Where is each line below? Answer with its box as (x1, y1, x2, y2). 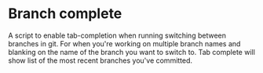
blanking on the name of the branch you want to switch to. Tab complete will (8, 47, 255, 57)
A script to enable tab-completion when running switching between (8, 31, 226, 40)
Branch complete (8, 5, 122, 23)
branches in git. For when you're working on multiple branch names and (8, 38, 241, 48)
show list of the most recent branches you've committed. (8, 56, 193, 65)
